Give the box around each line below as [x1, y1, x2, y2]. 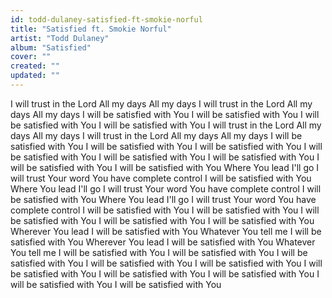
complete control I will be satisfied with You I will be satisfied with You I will [10, 204, 320, 216]
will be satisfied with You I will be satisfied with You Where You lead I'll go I [10, 161, 320, 173]
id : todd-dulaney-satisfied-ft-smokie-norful [10, 14, 203, 25]
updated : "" [10, 71, 60, 81]
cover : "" [10, 52, 52, 62]
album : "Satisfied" [10, 42, 92, 53]
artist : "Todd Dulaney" [10, 33, 110, 43]
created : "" [10, 61, 60, 71]
